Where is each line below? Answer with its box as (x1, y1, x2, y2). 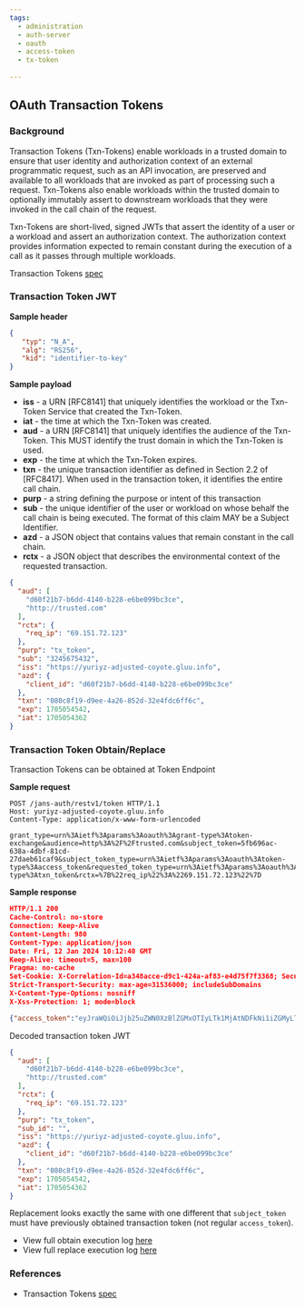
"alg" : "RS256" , (21, 345, 84, 354)
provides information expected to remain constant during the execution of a (9, 240, 292, 251)
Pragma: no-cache (9, 964, 75, 973)
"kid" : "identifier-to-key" (21, 354, 128, 364)
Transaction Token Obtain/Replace (9, 743, 166, 755)
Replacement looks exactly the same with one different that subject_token (9, 1208, 287, 1219)
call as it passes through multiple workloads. (9, 250, 176, 261)
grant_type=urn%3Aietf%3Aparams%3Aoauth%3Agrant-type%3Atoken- (9, 831, 254, 841)
